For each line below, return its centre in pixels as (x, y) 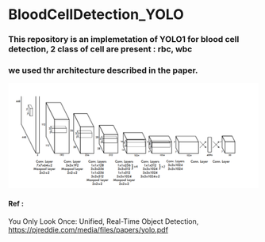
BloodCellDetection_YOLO (96, 15)
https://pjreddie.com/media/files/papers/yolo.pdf (88, 229)
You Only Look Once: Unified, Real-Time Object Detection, (104, 221)
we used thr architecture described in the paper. (103, 70)
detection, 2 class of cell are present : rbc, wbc (100, 49)
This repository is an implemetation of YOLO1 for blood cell (124, 40)
